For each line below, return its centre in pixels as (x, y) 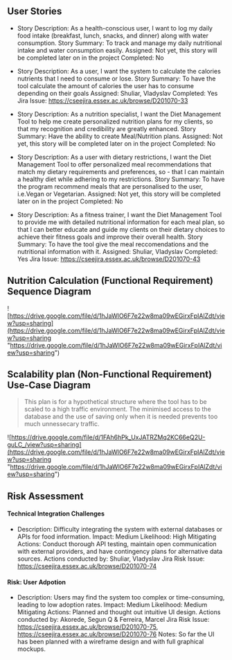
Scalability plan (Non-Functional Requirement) (110, 374)
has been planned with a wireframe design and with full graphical (110, 642)
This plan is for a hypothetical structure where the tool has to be (116, 402)
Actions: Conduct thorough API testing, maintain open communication (117, 544)
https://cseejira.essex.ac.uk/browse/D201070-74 (87, 566)
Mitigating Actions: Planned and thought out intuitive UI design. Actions (119, 612)
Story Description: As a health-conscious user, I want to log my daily (115, 28)
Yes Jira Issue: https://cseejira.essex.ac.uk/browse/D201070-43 (109, 259)
